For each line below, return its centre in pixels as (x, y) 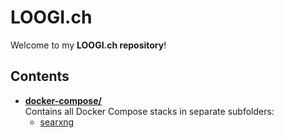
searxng (57, 122)
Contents (40, 76)
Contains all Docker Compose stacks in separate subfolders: (149, 111)
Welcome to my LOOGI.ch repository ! (88, 45)
